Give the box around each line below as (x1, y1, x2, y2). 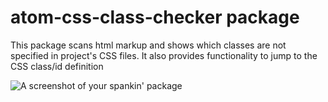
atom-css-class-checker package (10, 6, 300, 29)
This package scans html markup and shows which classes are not (10, 39, 287, 51)
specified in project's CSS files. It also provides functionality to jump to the (10, 49, 318, 61)
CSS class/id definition (10, 60, 104, 72)
